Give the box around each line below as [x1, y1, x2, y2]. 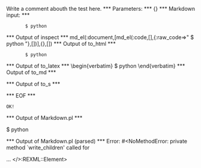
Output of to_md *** [6, 69, 56, 76]
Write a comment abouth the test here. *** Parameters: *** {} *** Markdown [6, 5, 196, 12]
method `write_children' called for [6, 144, 90, 151]
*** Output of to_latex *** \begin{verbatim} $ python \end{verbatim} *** [6, 63, 185, 69]
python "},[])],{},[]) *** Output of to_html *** [6, 40, 116, 47]
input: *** [6, 11, 30, 19]
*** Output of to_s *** [6, 81, 61, 87]
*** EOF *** [6, 92, 36, 99]
